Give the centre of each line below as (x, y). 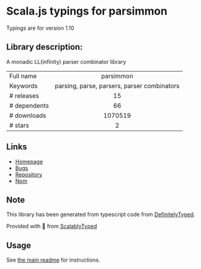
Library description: (44, 47)
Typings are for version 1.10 (40, 28)
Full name (23, 76)
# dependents (29, 106)
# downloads (28, 115)
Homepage (29, 162)
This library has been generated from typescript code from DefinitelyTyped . (101, 214)
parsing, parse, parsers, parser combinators (117, 86)
